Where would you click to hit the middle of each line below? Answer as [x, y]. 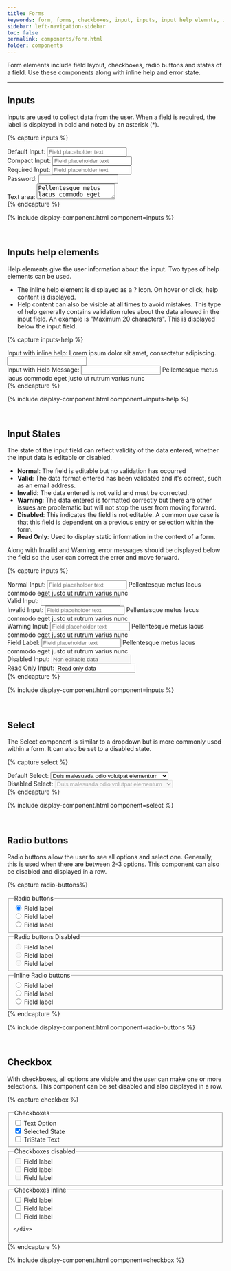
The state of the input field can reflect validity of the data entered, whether [113, 450]
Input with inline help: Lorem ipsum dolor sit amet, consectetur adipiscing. [112, 353]
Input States [34, 434]
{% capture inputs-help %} [45, 339]
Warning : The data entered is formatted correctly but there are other [114, 501]
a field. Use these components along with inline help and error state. [104, 72]
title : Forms [26, 13]
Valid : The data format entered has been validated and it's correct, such [119, 479]
